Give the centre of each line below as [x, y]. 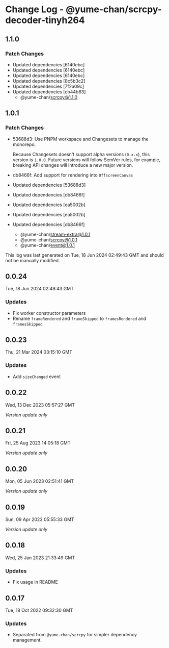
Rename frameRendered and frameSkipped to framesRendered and [79, 318]
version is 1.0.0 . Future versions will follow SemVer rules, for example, [87, 160]
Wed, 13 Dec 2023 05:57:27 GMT [40, 405]
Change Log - [35, 9]
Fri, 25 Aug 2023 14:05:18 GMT [38, 443]
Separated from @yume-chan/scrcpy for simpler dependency [75, 635]
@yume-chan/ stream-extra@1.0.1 [55, 234]
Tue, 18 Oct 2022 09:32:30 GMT [39, 610]
